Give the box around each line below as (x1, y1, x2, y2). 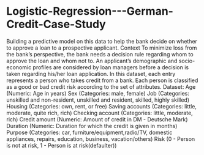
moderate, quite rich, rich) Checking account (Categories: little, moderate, (6, 109, 193, 116)
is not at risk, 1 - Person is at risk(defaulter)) (6, 142, 117, 149)
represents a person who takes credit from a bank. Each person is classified (6, 77, 198, 84)
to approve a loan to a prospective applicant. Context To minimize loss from (6, 44, 197, 51)
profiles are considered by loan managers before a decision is (32, 63, 189, 71)
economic (6, 63, 32, 71)
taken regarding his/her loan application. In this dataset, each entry (6, 70, 176, 77)
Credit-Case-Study (6, 17, 106, 31)
